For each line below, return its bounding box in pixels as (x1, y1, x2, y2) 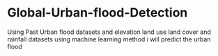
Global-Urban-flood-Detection (7, 5, 188, 21)
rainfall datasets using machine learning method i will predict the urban (7, 35, 211, 43)
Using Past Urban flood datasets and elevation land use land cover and (7, 28, 211, 36)
